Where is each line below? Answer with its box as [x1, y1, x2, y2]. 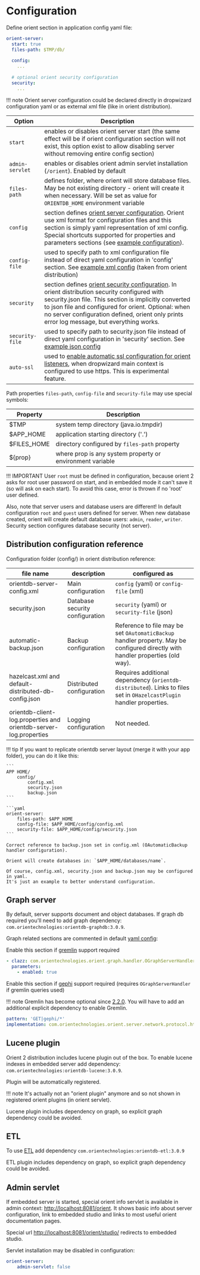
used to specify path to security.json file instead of [44, 327, 186, 335]
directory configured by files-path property [55, 439, 180, 448]
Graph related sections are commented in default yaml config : [6, 935, 158, 942]
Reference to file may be [115, 621, 183, 629]
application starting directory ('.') [55, 430, 148, 438]
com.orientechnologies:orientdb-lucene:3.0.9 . [6, 1066, 123, 1074]
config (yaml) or [115, 579, 161, 588]
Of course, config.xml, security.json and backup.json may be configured [6, 868, 193, 874]
